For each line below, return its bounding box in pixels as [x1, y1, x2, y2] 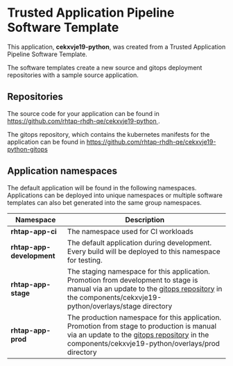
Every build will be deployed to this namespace [67, 247, 221, 256]
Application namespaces [7, 165, 118, 177]
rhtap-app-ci [10, 226, 57, 236]
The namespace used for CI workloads [67, 226, 194, 236]
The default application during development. [67, 238, 212, 247]
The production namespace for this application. [67, 313, 222, 322]
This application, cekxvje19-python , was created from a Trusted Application [7, 42, 226, 51]
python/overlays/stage [67, 301, 141, 310]
